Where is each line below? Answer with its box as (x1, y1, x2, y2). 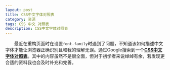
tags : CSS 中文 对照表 (5, 21, 50, 27)
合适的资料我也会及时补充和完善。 (5, 59, 76, 65)
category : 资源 (5, 17, 36, 22)
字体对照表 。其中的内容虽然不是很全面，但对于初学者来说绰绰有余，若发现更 (5, 53, 165, 59)
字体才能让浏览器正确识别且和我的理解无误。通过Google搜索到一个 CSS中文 (5, 47, 163, 53)
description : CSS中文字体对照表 (5, 26, 68, 31)
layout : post (5, 7, 33, 13)
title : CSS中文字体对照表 (5, 12, 55, 17)
